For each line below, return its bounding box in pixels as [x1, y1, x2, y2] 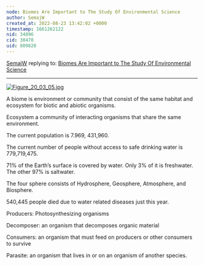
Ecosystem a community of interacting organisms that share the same [6, 113, 182, 120]
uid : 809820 [6, 43, 36, 49]
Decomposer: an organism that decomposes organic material [6, 221, 160, 229]
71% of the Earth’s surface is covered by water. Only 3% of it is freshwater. [6, 162, 193, 169]
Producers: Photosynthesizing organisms [6, 210, 109, 217]
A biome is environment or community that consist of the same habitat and [6, 95, 193, 102]
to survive [6, 239, 32, 247]
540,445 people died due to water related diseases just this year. [6, 198, 169, 205]
